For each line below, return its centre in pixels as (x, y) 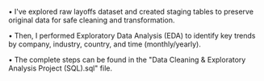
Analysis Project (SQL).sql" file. (61, 68)
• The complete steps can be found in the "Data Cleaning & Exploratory (127, 60)
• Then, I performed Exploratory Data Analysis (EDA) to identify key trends (132, 36)
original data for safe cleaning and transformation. (92, 20)
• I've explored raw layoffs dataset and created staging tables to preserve (131, 12)
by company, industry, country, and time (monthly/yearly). (105, 44)
